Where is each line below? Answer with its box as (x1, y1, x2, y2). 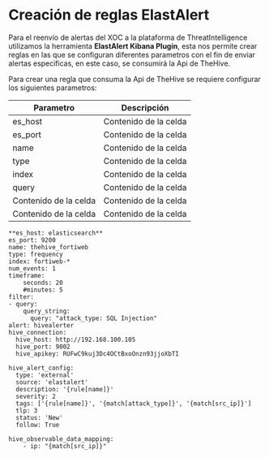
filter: (8, 292, 35, 301)
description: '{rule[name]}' (15, 385, 114, 393)
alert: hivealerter (8, 321, 75, 330)
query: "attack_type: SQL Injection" (29, 314, 158, 322)
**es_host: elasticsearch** (8, 229, 104, 237)
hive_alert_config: (8, 364, 75, 372)
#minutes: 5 (23, 286, 63, 294)
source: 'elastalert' (15, 378, 89, 387)
